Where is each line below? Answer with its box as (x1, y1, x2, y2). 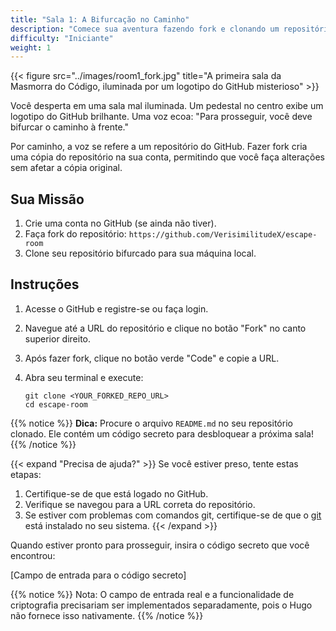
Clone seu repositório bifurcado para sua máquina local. (24, 247, 257, 260)
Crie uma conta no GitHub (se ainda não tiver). (24, 217, 217, 230)
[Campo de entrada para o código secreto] (10, 569, 187, 581)
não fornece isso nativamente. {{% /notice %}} (10, 609, 204, 621)
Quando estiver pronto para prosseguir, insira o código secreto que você (10, 539, 310, 551)
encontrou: (10, 549, 56, 561)
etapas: (10, 468, 42, 480)
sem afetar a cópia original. (10, 162, 123, 174)
